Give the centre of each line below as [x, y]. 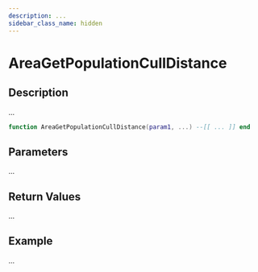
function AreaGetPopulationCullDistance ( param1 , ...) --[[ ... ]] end [129, 127]
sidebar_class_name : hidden [56, 23]
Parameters [38, 152]
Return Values [45, 197]
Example [31, 241]
